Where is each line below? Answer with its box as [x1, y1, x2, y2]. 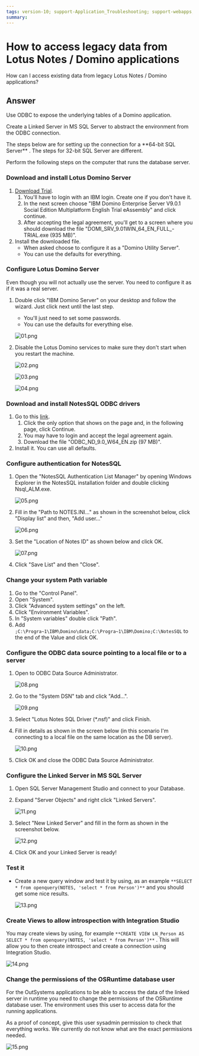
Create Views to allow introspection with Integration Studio [6, 916, 179, 925]
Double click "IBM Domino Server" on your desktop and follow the [14, 296, 176, 303]
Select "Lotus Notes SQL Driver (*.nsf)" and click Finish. [14, 716, 152, 723]
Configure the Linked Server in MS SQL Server [6, 771, 142, 779]
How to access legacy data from [6, 40, 168, 54]
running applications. [6, 1008, 58, 1015]
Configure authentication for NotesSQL [6, 459, 121, 468]
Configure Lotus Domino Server [6, 265, 99, 274]
